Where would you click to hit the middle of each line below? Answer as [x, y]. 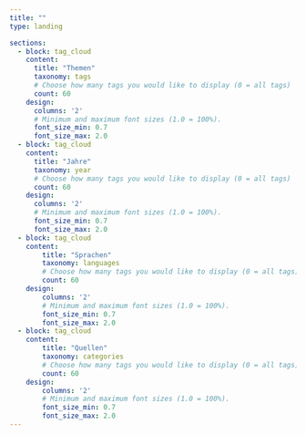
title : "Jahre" [62, 161]
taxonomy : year [62, 170]
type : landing [36, 26]
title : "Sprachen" [77, 255]
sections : [28, 43]
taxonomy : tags [62, 77]
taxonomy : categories [83, 357]
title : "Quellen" [75, 348]
